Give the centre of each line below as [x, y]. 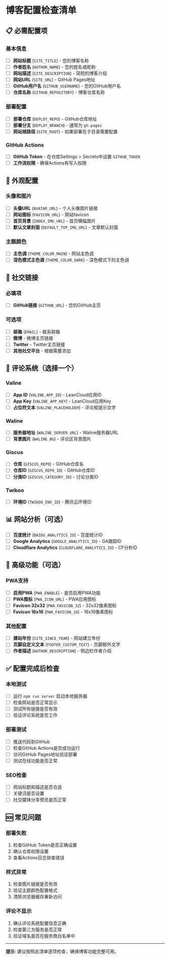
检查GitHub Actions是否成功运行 [46, 748]
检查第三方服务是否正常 [37, 929]
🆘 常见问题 [24, 817]
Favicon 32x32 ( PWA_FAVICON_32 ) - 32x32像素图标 [65, 605]
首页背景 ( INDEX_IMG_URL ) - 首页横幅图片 [54, 220]
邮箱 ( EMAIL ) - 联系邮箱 [37, 331]
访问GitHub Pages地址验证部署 [45, 754]
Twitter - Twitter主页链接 [39, 344]
